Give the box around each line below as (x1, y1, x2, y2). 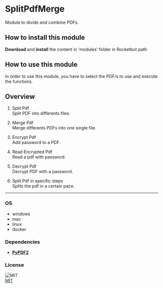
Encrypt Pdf (12, 134, 36, 140)
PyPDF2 (12, 249, 29, 255)
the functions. (5, 79, 33, 84)
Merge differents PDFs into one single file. (12, 125, 97, 131)
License (5, 261, 24, 268)
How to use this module (5, 61, 78, 69)
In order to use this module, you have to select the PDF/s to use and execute (5, 73, 158, 79)
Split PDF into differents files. (12, 111, 70, 116)
